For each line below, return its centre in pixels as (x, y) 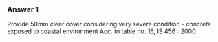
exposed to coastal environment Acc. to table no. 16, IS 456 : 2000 (101, 31)
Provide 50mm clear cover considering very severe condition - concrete (109, 24)
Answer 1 (23, 9)
